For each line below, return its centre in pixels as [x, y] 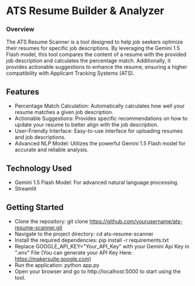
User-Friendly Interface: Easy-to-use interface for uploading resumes [99, 131]
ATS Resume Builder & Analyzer [85, 11]
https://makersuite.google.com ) [53, 259]
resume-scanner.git [38, 227]
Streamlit [26, 189]
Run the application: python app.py [57, 265]
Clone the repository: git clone [51, 221]
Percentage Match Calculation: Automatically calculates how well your [100, 106]
